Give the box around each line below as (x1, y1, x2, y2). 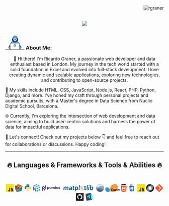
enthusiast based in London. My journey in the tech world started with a (10, 61, 159, 67)
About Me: (26, 44, 52, 51)
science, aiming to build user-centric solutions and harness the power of (5, 119, 156, 125)
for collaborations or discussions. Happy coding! (5, 141, 106, 147)
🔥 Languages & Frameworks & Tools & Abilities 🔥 (7, 161, 162, 169)
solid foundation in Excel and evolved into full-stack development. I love (10, 67, 159, 73)
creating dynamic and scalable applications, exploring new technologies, (9, 72, 160, 78)
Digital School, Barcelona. (5, 103, 59, 109)
